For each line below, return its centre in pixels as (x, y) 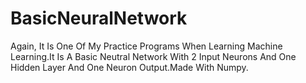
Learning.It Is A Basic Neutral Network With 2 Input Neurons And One (153, 56)
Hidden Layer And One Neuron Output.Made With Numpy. (129, 67)
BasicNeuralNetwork (99, 18)
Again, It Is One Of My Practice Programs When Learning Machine (146, 46)
